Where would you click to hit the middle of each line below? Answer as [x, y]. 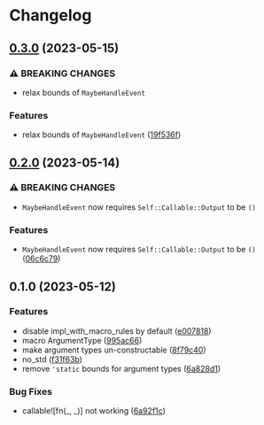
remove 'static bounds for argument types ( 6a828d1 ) [121, 368]
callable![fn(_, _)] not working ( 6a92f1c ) [93, 411]
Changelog [50, 15]
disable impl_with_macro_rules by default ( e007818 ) [116, 331]
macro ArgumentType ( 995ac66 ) [82, 340]
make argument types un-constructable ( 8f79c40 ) [114, 350]
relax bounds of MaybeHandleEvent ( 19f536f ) [101, 135]
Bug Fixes [31, 391]
